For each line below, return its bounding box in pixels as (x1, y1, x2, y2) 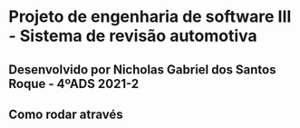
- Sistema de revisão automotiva (8, 25, 257, 46)
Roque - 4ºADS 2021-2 (8, 75, 140, 92)
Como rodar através (8, 106, 123, 122)
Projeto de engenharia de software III (8, 6, 292, 27)
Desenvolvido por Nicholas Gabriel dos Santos (8, 62, 276, 77)
